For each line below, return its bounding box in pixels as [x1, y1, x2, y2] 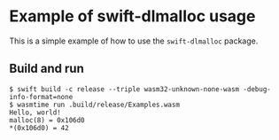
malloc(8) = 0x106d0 [9, 115, 86, 125]
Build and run [9, 61, 84, 76]
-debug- [243, 84, 272, 94]
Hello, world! [9, 108, 62, 117]
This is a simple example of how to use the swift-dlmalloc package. [9, 35, 259, 46]
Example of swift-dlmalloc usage [9, 6, 256, 27]
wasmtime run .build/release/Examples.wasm [17, 100, 180, 109]
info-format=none [9, 92, 74, 101]
